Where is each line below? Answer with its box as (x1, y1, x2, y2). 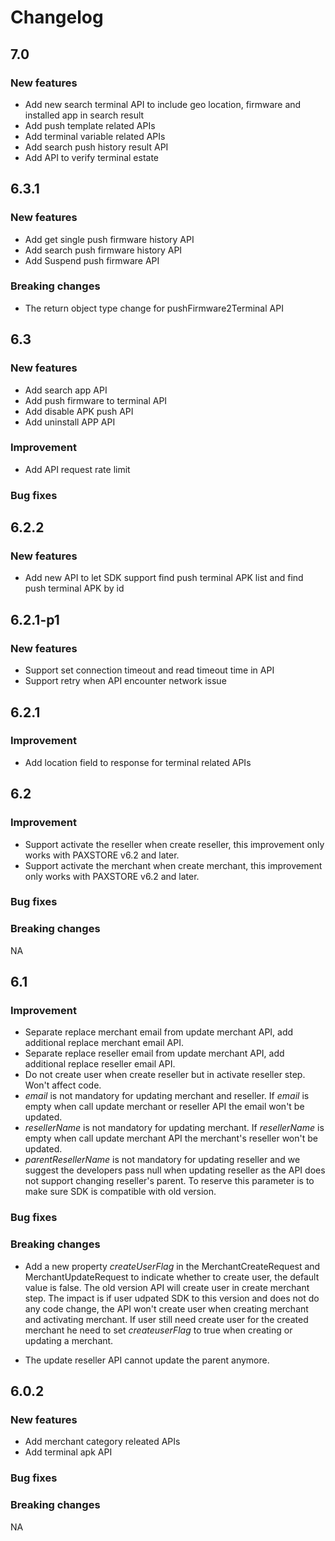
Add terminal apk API (24, 1446, 113, 1458)
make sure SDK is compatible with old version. (24, 1186, 217, 1198)
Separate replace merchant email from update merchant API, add (24, 1026, 294, 1038)
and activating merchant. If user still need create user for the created (24, 1313, 309, 1325)
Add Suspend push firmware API (24, 254, 160, 266)
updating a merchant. (24, 1334, 114, 1346)
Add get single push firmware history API (24, 233, 195, 245)
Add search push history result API (24, 141, 169, 153)
